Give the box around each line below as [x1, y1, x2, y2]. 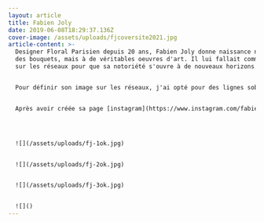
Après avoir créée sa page [15, 104, 104, 112]
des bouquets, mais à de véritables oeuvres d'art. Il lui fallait [15, 56, 241, 64]
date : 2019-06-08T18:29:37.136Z [8, 26, 114, 34]
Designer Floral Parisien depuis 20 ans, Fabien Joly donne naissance [15, 48, 251, 56]
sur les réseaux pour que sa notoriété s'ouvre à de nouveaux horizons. [15, 63, 258, 71]
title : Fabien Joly [8, 19, 72, 27]
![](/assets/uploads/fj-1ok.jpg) [15, 139, 125, 147]
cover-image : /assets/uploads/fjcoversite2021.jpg [8, 33, 178, 42]
